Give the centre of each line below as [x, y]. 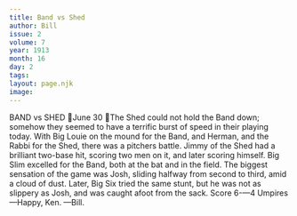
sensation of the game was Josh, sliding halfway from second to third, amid [148, 173]
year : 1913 [29, 51]
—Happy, [26, 202]
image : [21, 92]
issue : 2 [25, 34]
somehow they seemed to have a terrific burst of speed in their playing [139, 126]
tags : [19, 76]
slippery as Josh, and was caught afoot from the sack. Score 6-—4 [132, 193]
